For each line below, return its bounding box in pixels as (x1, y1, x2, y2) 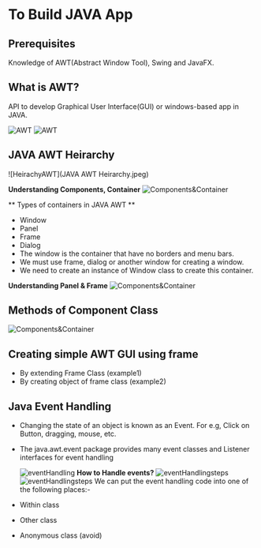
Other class (19, 516, 58, 525)
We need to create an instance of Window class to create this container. (19, 265, 254, 275)
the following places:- (19, 485, 91, 494)
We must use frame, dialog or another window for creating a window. (19, 257, 244, 266)
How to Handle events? (76, 468, 155, 478)
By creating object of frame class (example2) (19, 377, 167, 386)
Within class (19, 500, 60, 510)
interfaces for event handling (19, 452, 114, 463)
